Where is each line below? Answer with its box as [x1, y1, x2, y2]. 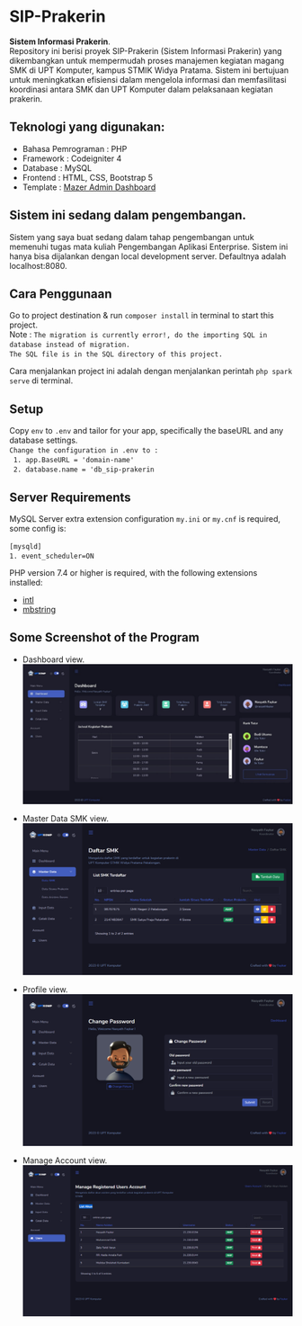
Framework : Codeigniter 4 [22, 153, 122, 164]
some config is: [9, 524, 67, 533]
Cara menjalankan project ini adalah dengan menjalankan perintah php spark [9, 366, 293, 377]
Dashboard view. [22, 654, 85, 665]
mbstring [22, 605, 57, 614]
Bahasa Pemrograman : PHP [22, 143, 128, 154]
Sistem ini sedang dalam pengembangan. [9, 208, 247, 223]
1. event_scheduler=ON [9, 551, 94, 560]
